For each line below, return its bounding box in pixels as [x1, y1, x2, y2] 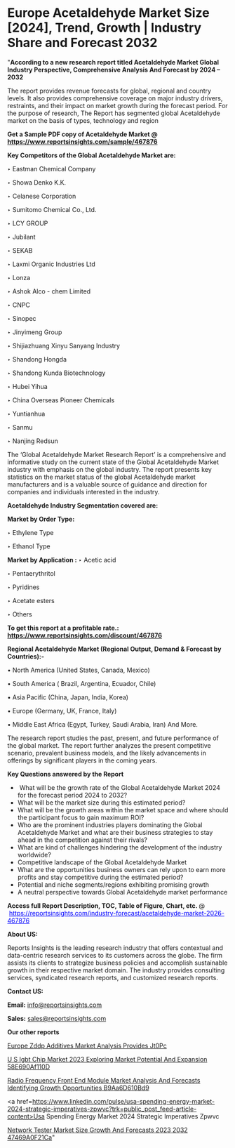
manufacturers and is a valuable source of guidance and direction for [7, 480, 208, 489]
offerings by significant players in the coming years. [7, 756, 158, 765]
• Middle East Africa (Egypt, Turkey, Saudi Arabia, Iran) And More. [7, 720, 199, 728]
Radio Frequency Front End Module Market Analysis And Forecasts [7, 1076, 201, 1084]
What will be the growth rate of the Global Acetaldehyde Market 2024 [19, 783, 221, 791]
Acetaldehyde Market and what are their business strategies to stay [17, 828, 213, 836]
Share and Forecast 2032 [7, 35, 158, 51]
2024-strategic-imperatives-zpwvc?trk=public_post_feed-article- [7, 1104, 197, 1113]
